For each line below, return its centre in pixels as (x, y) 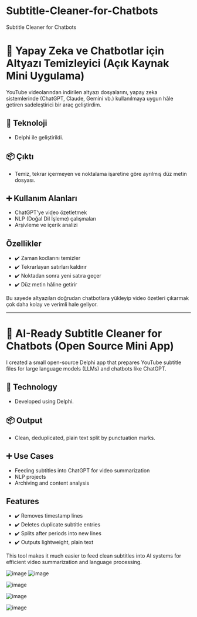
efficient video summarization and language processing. (74, 562)
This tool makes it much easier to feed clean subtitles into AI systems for (94, 556)
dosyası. (25, 180)
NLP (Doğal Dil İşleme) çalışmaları (55, 219)
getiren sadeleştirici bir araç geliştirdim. (54, 105)
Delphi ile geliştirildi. (39, 137)
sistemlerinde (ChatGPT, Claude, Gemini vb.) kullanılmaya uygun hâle (90, 98)
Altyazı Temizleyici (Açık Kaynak (88, 64)
